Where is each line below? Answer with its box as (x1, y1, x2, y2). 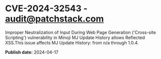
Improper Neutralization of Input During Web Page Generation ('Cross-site (5, 29, 157, 35)
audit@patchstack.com (5, 13, 104, 24)
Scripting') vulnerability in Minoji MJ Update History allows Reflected (5, 35, 145, 40)
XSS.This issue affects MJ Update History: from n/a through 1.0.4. (5, 39, 139, 45)
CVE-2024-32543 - (5, 3, 88, 14)
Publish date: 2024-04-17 (5, 49, 59, 55)
